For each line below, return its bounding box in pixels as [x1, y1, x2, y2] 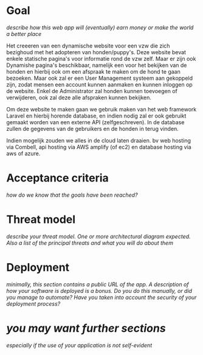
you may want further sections [6, 321, 166, 335]
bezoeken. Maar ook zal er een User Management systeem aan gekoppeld [6, 74, 193, 82]
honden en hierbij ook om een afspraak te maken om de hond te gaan [6, 68, 181, 75]
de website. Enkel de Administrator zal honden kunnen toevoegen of [6, 87, 177, 94]
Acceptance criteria [6, 171, 109, 185]
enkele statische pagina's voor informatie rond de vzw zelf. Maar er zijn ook [6, 55, 196, 62]
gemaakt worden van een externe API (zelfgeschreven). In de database [6, 118, 185, 125]
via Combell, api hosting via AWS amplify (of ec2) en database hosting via [6, 143, 191, 150]
